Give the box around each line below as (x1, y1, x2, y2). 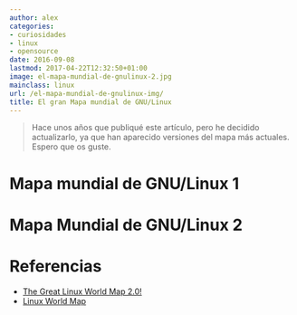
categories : (9, 22, 54, 31)
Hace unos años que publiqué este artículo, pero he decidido (31, 122, 260, 133)
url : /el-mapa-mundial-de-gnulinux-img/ (9, 89, 165, 98)
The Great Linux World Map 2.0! (22, 286, 142, 297)
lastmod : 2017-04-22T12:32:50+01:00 (9, 64, 148, 73)
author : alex (9, 13, 59, 23)
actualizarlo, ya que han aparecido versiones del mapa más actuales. (31, 132, 290, 143)
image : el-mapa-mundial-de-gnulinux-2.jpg (9, 72, 172, 81)
